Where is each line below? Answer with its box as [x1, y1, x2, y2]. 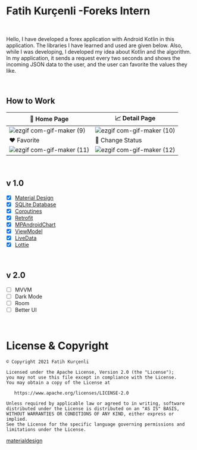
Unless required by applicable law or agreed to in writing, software [6, 401, 185, 406]
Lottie [14, 241, 29, 248]
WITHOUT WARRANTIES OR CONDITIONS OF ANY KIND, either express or [6, 411, 174, 417]
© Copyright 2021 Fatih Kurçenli [6, 359, 89, 365]
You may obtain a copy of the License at [6, 380, 111, 386]
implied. [6, 416, 28, 423]
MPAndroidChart [14, 221, 56, 228]
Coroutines [14, 207, 42, 215]
